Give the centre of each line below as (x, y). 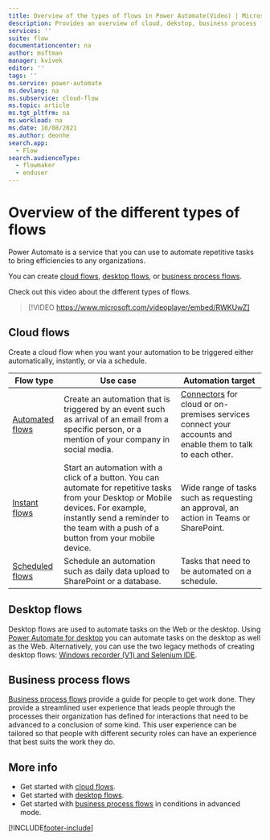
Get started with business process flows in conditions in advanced (130, 804)
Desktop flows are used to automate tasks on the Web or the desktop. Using (135, 629)
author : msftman (35, 53)
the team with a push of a (111, 528)
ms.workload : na (35, 121)
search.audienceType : (45, 158)
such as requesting (217, 497)
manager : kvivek (35, 61)
